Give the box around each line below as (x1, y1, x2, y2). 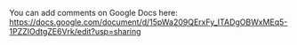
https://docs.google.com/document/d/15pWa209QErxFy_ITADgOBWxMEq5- (9, 17, 288, 27)
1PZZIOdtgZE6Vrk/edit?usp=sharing (9, 26, 141, 36)
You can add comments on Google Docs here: (9, 8, 178, 18)
